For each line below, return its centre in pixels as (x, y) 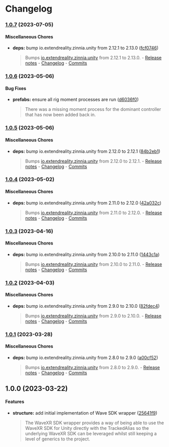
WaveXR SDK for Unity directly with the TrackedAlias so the (87, 428)
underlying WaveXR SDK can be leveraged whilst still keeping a (91, 433)
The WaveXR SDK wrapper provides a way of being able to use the (94, 423)
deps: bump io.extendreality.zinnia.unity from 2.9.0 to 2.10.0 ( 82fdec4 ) (86, 306)
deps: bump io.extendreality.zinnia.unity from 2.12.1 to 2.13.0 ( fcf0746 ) (86, 48)
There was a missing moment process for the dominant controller (93, 109)
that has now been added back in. (60, 115)
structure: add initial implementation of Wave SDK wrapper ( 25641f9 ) (85, 413)
